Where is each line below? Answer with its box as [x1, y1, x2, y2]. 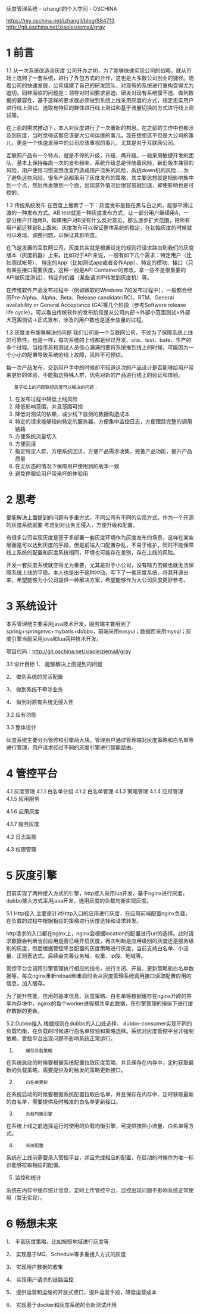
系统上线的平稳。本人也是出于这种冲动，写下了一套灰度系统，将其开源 [11, 569, 183, 576]
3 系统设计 [6, 600, 58, 613]
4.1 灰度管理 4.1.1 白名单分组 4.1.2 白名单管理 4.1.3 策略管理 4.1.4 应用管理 [6, 788, 183, 795]
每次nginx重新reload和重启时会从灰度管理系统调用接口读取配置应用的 [21, 972, 192, 979]
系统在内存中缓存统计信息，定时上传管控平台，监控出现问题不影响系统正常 [6, 1187, 189, 1194]
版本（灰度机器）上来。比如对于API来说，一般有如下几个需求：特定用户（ [6, 251, 187, 258]
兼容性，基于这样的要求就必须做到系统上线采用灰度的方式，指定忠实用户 [16, 96, 194, 104]
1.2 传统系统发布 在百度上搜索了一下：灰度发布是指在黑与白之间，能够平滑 [6, 201, 189, 208]
